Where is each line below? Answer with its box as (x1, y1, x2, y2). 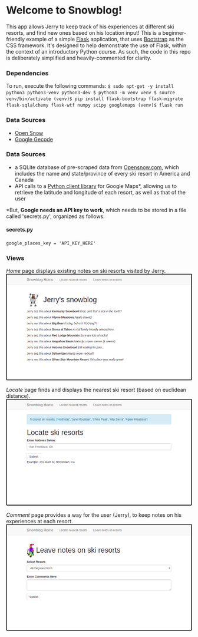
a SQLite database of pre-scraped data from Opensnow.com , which (14, 163, 180, 171)
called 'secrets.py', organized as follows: (6, 213, 105, 220)
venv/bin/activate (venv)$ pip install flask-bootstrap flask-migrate (6, 96, 183, 102)
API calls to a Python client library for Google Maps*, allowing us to (14, 182, 177, 189)
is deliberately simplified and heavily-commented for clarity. (6, 54, 151, 61)
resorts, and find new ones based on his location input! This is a (6, 29, 161, 36)
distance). (6, 392, 31, 400)
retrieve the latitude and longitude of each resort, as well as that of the (14, 189, 186, 196)
